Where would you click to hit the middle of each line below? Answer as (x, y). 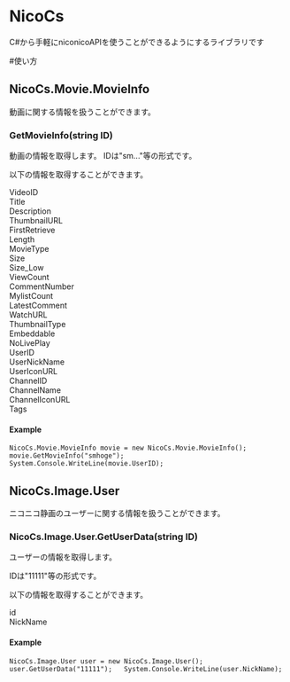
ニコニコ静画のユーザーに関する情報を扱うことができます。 (117, 513)
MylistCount (31, 296)
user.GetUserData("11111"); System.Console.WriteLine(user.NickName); (146, 669)
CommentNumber (42, 286)
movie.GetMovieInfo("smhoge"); (67, 456)
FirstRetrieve (32, 230)
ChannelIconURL (40, 400)
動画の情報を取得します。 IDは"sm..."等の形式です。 (103, 156)
